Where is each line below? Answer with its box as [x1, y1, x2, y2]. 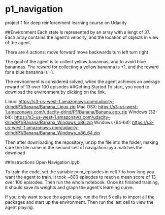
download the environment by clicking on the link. [5, 89, 106, 95]
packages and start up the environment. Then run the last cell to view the [5, 199, 154, 205]
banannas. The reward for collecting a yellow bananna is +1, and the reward [5, 64, 159, 70]
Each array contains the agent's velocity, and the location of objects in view [5, 34, 159, 40]
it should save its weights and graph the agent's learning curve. [5, 184, 134, 190]
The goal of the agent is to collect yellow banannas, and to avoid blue [5, 58, 146, 64]
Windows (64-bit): [94, 119, 132, 125]
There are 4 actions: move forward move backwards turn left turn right [5, 49, 149, 55]
